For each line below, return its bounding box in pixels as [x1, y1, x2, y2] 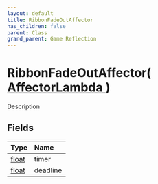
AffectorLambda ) [7, 80, 111, 95]
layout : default [7, 10, 54, 17]
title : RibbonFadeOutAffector [7, 16, 94, 23]
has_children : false [7, 23, 67, 30]
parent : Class [7, 29, 48, 36]
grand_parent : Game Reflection [7, 36, 97, 43]
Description [7, 102, 40, 111]
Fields [7, 122, 34, 134]
